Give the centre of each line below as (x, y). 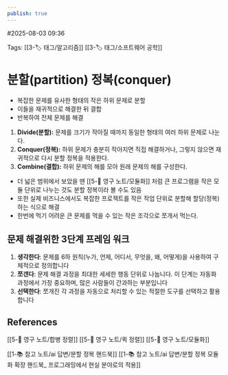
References (32, 322)
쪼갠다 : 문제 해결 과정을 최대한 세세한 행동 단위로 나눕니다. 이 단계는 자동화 (117, 274)
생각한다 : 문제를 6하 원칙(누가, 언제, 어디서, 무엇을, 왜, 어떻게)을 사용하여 (114, 257)
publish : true (27, 13)
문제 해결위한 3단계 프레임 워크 (68, 239)
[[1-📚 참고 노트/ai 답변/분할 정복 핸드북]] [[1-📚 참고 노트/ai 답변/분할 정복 (106, 354)
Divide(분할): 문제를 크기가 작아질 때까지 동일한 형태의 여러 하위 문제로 (112, 132)
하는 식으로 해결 (38, 206)
